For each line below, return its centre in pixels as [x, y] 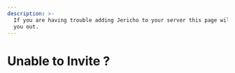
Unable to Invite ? [59, 61]
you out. [26, 26]
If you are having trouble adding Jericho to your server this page [115, 20]
